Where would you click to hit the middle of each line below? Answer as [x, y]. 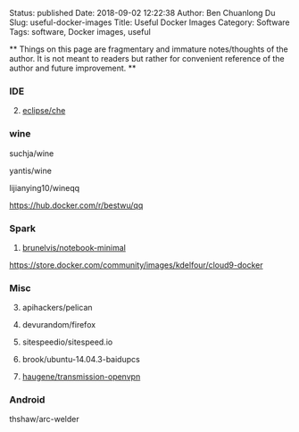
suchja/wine [32, 153]
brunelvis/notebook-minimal [74, 247]
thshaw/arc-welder [44, 420]
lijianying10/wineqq [45, 187]
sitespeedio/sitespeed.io [67, 342]
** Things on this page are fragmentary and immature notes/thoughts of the [149, 49]
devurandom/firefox [59, 325]
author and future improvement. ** [73, 68]
